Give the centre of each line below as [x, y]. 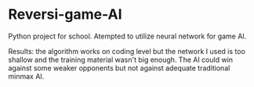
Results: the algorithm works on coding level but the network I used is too [127, 51]
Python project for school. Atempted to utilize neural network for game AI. [127, 36]
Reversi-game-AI [65, 14]
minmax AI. [26, 76]
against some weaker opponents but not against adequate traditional [119, 67]
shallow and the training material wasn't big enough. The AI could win [121, 60]
